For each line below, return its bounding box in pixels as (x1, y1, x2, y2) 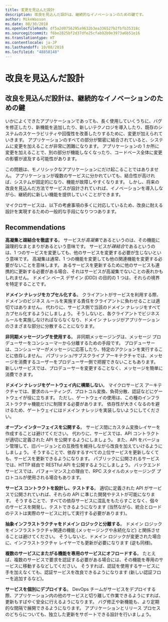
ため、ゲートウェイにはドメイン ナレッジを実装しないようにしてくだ (14, 407, 155, 413)
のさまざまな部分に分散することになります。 (5, 323, 97, 329)
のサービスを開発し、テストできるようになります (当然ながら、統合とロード (5, 504, 162, 510)
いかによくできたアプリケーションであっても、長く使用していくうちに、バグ (5, 118, 162, 124)
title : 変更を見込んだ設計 (5, 7, 55, 13)
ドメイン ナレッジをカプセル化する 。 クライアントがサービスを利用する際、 (5, 292, 161, 298)
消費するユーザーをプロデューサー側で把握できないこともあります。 (18, 359, 158, 365)
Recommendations (5, 223, 66, 232)
